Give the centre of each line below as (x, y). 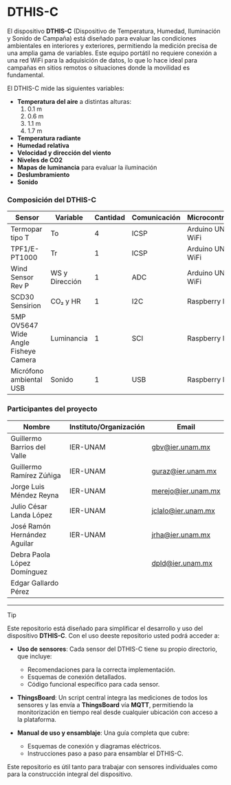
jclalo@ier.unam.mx (183, 510)
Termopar (26, 229)
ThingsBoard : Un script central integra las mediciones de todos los (112, 697)
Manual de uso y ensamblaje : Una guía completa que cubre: (103, 733)
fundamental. (26, 75)
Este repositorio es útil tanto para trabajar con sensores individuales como (112, 766)
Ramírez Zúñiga (36, 475)
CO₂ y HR (66, 301)
